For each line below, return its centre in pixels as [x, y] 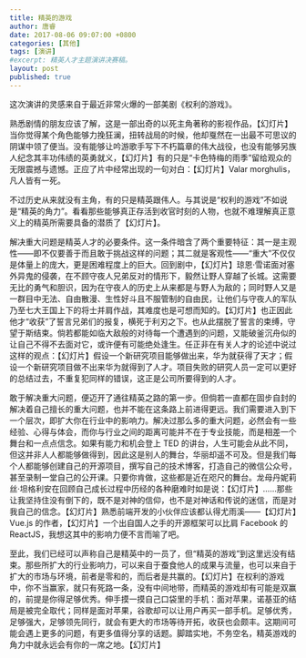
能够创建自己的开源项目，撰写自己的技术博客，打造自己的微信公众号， [165, 466]
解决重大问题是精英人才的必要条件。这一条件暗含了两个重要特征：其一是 [145, 241]
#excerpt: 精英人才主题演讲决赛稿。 [71, 60]
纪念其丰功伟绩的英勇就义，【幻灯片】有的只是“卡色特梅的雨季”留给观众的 [154, 157]
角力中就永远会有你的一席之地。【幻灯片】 [87, 644]
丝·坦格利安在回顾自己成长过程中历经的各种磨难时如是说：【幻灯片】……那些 [151, 489]
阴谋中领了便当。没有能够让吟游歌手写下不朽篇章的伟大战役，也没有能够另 [149, 146]
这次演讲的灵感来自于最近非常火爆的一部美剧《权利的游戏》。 [123, 104]
